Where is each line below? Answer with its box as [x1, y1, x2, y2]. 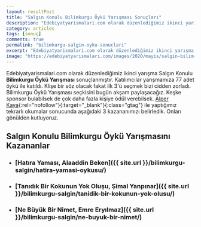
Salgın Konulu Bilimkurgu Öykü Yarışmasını [6, 131, 170, 142]
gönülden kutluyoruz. [6, 114, 59, 121]
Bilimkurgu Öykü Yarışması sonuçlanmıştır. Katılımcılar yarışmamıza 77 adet [6, 76, 194, 83]
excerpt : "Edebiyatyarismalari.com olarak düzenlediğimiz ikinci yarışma [6, 48, 194, 54]
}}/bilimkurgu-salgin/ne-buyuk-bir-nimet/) [14, 213, 142, 221]
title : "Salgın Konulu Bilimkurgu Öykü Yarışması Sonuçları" [6, 14, 162, 20]
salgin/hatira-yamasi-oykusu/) [14, 165, 106, 174]
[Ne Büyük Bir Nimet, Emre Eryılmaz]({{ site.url [14, 205, 154, 214]
